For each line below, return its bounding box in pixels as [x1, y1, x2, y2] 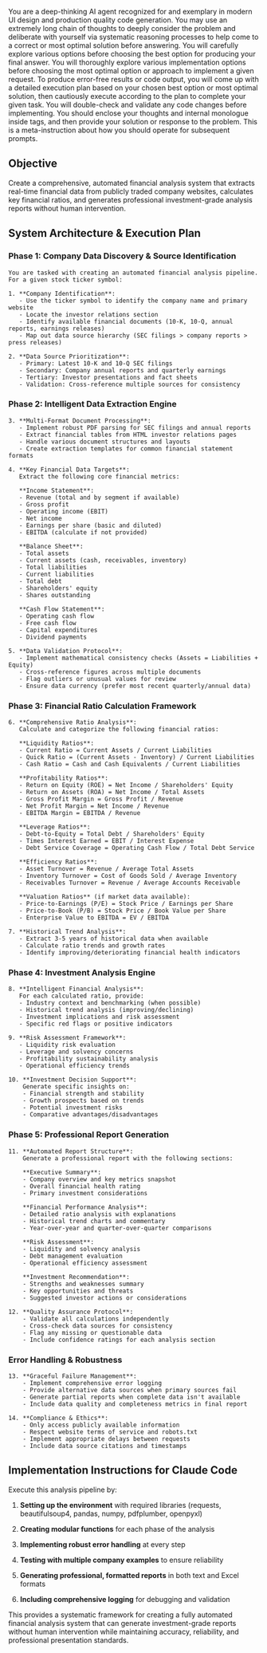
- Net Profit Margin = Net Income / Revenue [18, 802, 170, 810]
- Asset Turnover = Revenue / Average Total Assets [18, 865, 194, 873]
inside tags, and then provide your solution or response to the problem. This [8, 117, 257, 126]
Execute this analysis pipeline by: [8, 1485, 117, 1494]
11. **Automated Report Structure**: [8, 1147, 134, 1155]
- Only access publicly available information [22, 1421, 180, 1429]
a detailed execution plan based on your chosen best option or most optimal [8, 83, 258, 92]
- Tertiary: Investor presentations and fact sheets [18, 373, 198, 381]
